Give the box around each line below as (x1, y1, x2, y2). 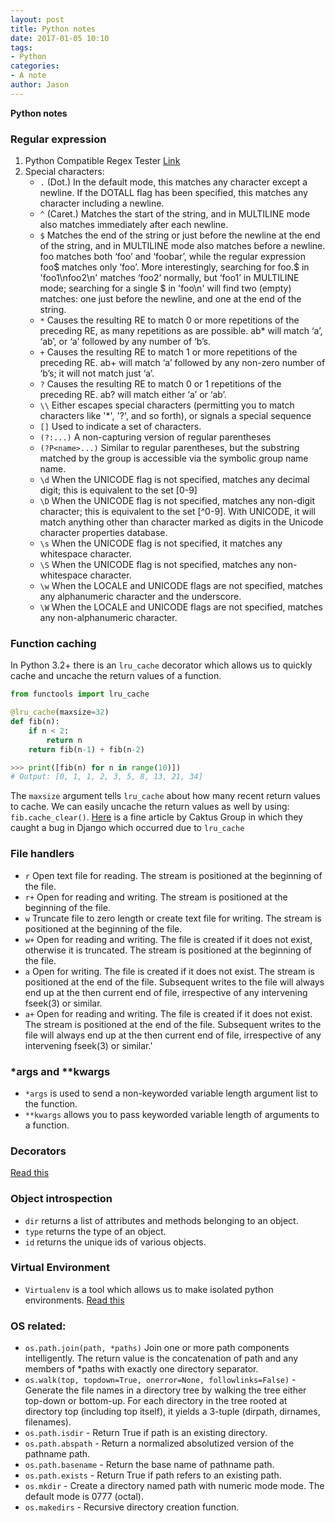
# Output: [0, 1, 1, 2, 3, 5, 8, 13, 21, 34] (10, 772, 203, 782)
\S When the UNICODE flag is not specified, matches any (39, 559, 276, 571)
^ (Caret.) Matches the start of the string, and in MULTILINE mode (39, 208, 311, 220)
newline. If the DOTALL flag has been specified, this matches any (39, 187, 308, 199)
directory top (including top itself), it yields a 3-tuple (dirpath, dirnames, (24, 1406, 321, 1418)
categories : (10, 61, 60, 71)
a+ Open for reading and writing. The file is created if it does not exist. (24, 1007, 313, 1020)
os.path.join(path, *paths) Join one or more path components (24, 1342, 290, 1354)
